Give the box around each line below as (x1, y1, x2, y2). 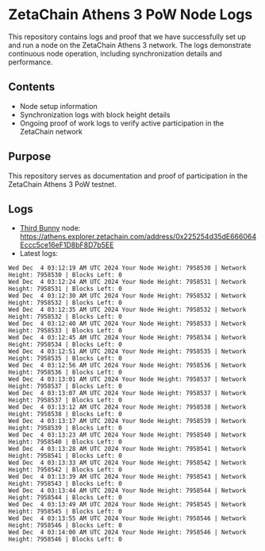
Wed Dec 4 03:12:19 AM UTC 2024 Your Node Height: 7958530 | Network (8, 264, 247, 272)
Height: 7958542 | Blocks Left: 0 (8, 466, 123, 474)
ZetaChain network (19, 126, 83, 136)
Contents (8, 80, 56, 94)
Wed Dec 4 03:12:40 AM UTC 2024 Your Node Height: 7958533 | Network (8, 320, 247, 328)
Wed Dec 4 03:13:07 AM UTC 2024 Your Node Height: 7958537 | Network (8, 390, 247, 398)
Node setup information (19, 101, 98, 111)
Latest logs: (19, 249, 58, 258)
